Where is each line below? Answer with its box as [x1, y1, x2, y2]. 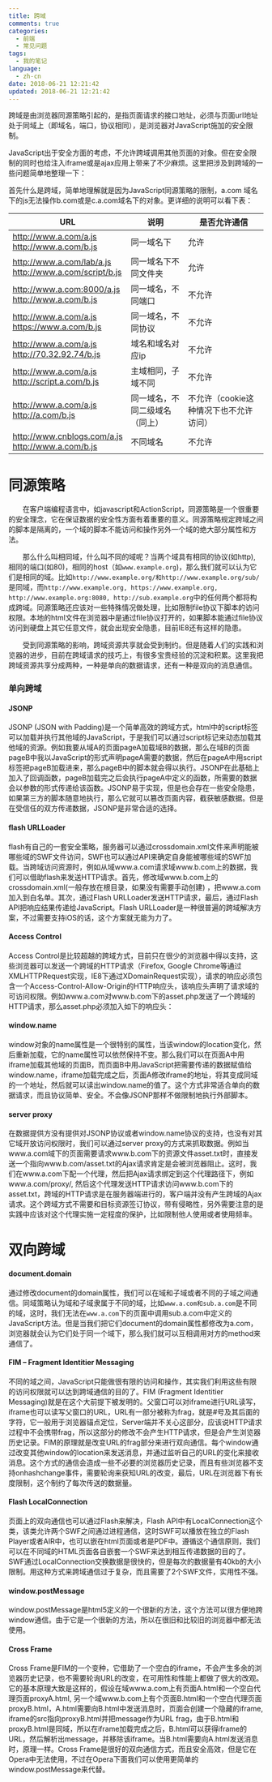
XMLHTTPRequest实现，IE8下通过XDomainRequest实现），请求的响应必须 [8, 971, 256, 981]
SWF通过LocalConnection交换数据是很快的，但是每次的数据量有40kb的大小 [8, 1557, 261, 1566]
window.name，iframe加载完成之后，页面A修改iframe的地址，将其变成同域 [8, 1070, 258, 1080]
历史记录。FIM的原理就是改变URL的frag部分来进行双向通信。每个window [8, 1437, 253, 1447]
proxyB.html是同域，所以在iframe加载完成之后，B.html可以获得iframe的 [8, 1724, 247, 1734]
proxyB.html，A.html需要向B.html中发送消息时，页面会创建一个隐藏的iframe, [8, 1704, 264, 1714]
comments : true [8, 19, 60, 28]
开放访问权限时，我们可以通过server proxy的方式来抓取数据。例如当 [22, 1139, 249, 1149]
